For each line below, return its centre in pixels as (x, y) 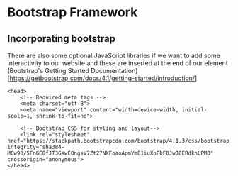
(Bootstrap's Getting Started (49, 71)
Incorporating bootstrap (61, 39)
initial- (194, 110)
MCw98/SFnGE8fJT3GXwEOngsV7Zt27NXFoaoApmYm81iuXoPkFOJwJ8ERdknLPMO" (110, 153)
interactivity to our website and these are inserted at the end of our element (118, 63)
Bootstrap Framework (73, 12)
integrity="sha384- (36, 147)
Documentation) (114, 71)
